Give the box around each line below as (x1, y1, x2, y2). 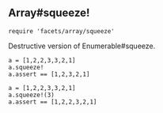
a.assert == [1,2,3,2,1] (8, 70, 90, 78)
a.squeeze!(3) (8, 91, 55, 99)
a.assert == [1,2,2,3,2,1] (8, 98, 97, 106)
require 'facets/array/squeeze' (8, 27, 115, 35)
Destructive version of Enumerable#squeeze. (8, 41, 156, 51)
